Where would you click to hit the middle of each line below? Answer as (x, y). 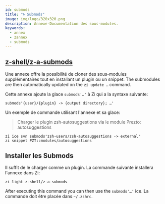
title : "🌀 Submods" (25, 14)
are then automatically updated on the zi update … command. (68, 84)
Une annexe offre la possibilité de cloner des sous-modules (66, 74)
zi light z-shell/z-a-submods (36, 182)
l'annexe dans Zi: (23, 173)
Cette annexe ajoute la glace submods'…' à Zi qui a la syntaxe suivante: (77, 94)
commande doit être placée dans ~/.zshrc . (49, 197)
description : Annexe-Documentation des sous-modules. (62, 24)
